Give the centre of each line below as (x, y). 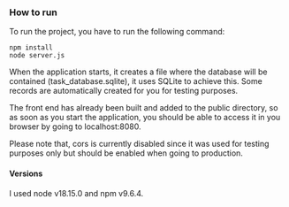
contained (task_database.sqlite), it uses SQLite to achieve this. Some (136, 81)
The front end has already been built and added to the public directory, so (144, 108)
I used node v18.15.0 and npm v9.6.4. (76, 193)
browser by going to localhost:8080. (75, 126)
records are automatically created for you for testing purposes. (124, 91)
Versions (26, 173)
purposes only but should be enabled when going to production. (126, 153)
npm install (31, 48)
